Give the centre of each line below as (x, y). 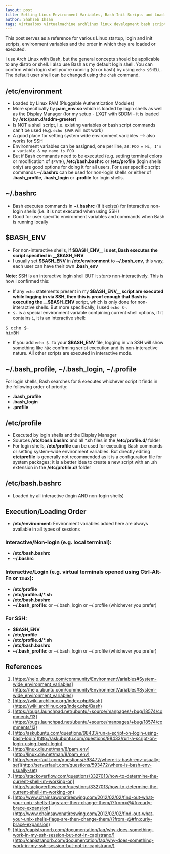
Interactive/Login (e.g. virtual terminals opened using (72, 572)
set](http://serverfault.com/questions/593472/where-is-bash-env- (82, 765)
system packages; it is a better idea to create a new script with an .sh (85, 462)
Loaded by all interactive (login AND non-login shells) (68, 496)
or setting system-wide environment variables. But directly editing (81, 452)
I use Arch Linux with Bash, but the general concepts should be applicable (83, 59)
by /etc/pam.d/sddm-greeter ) (45, 119)
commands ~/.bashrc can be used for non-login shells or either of (82, 172)
